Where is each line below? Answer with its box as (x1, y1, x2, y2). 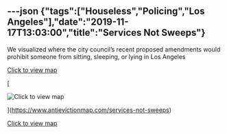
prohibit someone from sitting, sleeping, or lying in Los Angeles (7, 52, 186, 60)
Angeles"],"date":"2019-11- (7, 16, 129, 28)
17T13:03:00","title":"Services (7, 27, 142, 38)
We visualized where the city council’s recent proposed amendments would (7, 45, 221, 54)
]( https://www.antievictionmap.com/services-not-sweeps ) (7, 106, 172, 114)
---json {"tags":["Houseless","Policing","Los (7, 5, 205, 17)
